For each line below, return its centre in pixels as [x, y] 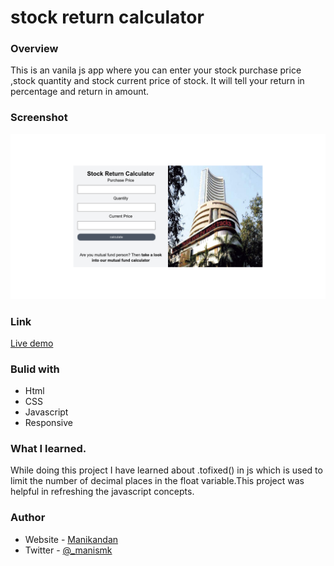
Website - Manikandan [71, 539]
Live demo [32, 343]
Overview [34, 49]
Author [28, 518]
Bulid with [35, 369]
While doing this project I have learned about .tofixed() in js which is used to [166, 470]
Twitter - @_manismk [68, 550]
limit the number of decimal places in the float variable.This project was [157, 481]
